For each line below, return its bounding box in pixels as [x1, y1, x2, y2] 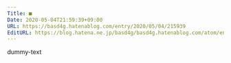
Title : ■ [7, 10, 32, 17]
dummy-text [7, 48, 42, 56]
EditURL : [7, 29, 32, 36]
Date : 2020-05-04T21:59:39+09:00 [7, 16, 103, 23]
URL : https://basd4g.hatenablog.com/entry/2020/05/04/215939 [7, 23, 186, 29]
